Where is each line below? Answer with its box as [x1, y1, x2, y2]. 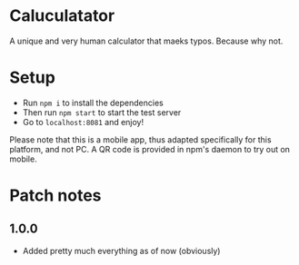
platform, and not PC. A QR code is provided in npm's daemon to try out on [9, 143, 291, 154]
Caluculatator [9, 5, 115, 26]
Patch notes [9, 185, 102, 206]
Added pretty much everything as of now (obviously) [22, 245, 221, 256]
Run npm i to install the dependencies [22, 97, 164, 108]
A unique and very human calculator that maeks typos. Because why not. [9, 35, 284, 46]
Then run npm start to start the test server [22, 106, 182, 118]
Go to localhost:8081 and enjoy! [22, 116, 145, 127]
